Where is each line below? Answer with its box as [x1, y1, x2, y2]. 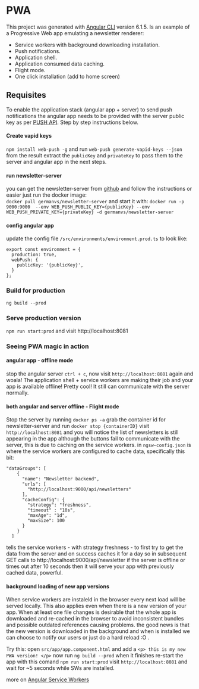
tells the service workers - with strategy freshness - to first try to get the [6, 544, 184, 551]
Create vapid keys [6, 132, 52, 139]
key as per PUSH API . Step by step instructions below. [6, 119, 138, 126]
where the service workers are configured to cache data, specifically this [6, 448, 185, 455]
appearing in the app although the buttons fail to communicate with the [6, 435, 180, 442]
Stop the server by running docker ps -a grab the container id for [6, 416, 166, 423]
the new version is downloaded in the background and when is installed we [6, 628, 190, 635]
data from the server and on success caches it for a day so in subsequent [6, 550, 187, 557]
